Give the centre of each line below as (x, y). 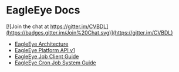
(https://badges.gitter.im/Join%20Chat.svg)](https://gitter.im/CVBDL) (89, 32)
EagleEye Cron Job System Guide (55, 63)
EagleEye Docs (43, 10)
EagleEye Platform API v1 (45, 50)
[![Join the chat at (28, 26)
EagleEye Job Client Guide (47, 56)
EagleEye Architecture (41, 44)
